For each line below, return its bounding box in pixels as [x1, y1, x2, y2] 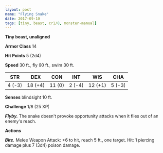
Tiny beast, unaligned [5, 34, 50, 40]
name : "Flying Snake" [5, 12, 49, 17]
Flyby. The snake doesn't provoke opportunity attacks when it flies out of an [5, 113, 159, 119]
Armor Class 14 [5, 43, 37, 49]
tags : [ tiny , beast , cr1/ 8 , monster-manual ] [5, 20, 97, 26]
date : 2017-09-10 [5, 16, 40, 21]
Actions [5, 128, 21, 134]
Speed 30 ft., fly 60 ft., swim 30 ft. [5, 62, 74, 68]
